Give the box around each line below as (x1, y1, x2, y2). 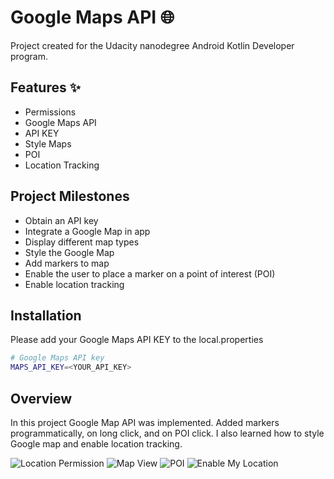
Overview (10, 390, 73, 407)
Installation (10, 307, 82, 324)
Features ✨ (10, 79, 81, 96)
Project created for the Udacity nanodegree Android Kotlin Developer (10, 39, 295, 51)
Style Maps (24, 137, 72, 150)
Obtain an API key (24, 214, 99, 226)
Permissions (24, 106, 77, 118)
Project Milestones (10, 188, 130, 205)
